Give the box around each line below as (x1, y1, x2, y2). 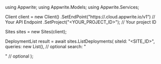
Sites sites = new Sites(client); (5, 29, 67, 34)
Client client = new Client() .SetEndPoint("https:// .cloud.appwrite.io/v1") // (5, 14, 156, 19)
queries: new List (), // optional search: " (5, 44, 86, 49)
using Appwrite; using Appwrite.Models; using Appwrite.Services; (5, 4, 140, 10)
